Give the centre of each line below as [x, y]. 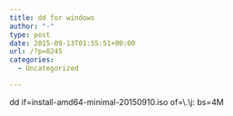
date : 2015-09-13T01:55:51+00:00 [73, 43]
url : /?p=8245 [36, 52]
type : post [30, 34]
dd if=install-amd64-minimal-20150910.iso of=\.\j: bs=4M [116, 101]
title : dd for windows [52, 18]
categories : [32, 60]
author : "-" [32, 26]
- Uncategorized [48, 69]
